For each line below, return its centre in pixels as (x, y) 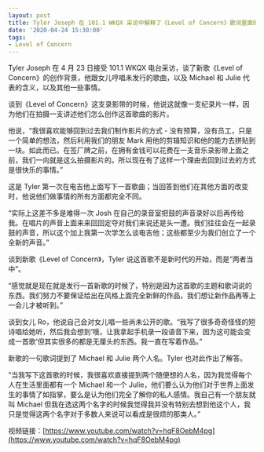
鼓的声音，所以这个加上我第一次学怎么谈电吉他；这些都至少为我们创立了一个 (132, 233)
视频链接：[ (27, 431)
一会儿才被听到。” (36, 305)
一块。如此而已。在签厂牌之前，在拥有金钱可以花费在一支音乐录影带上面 (125, 151)
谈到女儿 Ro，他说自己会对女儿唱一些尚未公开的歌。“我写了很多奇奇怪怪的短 (132, 322)
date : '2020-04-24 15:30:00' (56, 30)
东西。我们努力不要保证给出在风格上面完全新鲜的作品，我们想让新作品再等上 (132, 296)
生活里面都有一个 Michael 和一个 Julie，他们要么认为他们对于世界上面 (134, 385)
